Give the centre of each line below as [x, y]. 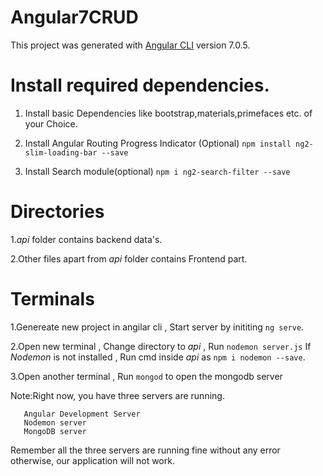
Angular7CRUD [74, 17]
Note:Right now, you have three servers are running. [117, 395]
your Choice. [51, 123]
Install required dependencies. [140, 85]
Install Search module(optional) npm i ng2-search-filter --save [157, 171]
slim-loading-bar [61, 152]
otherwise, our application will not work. [92, 460]
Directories [57, 212]
